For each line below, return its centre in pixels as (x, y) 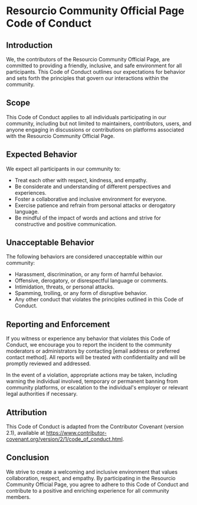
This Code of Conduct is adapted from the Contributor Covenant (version (95, 427)
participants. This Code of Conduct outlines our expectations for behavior (96, 72)
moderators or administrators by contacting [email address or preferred (93, 351)
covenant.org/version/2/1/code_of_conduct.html (64, 439)
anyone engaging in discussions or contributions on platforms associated (95, 129)
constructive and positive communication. (65, 224)
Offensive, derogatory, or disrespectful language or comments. (91, 281)
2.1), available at (26, 433)
